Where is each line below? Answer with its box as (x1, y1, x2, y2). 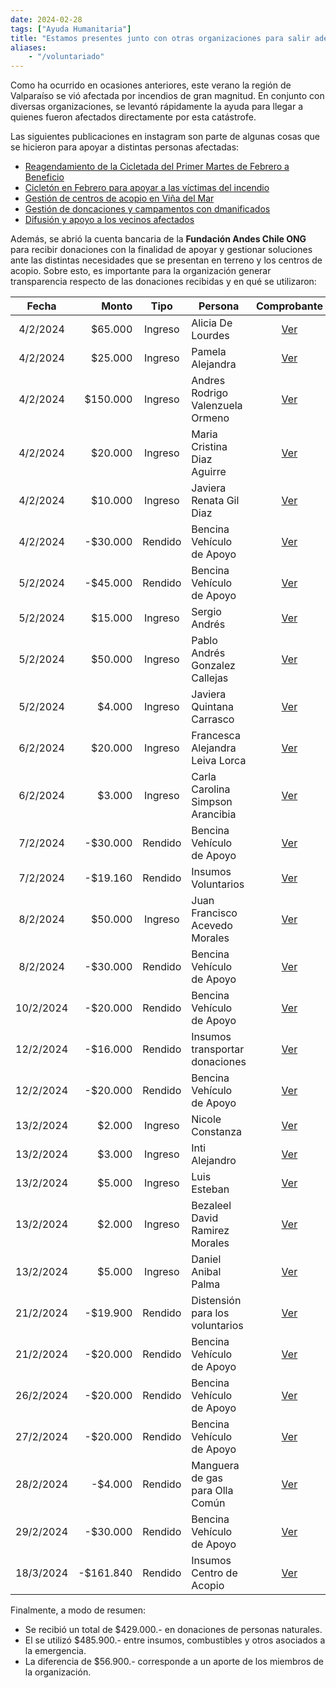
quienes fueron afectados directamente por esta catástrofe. (10, 111, 257, 123)
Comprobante (255, 299, 323, 313)
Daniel (191, 1252, 222, 1266)
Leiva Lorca (191, 754, 247, 768)
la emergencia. (24, 1645, 87, 1657)
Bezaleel (191, 1199, 232, 1213)
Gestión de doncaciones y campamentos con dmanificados (24, 203, 271, 215)
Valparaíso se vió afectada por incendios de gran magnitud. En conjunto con (10, 90, 325, 102)
